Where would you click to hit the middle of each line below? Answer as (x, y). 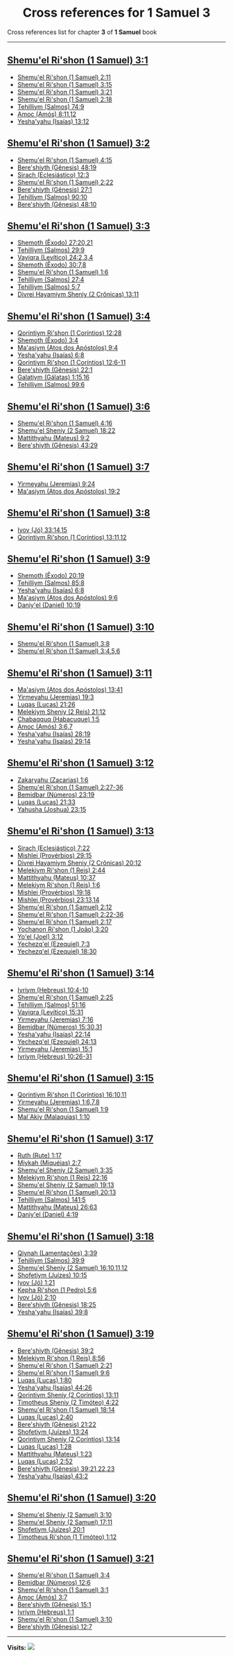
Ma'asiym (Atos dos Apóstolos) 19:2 (69, 491)
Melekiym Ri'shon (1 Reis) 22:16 (62, 1178)
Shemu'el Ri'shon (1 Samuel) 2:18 (64, 99)
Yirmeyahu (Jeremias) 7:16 (55, 1019)
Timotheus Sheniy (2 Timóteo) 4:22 (68, 1402)
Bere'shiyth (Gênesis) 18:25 (57, 1304)
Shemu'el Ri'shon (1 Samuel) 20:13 (67, 1192)
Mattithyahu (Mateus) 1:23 (54, 1454)
